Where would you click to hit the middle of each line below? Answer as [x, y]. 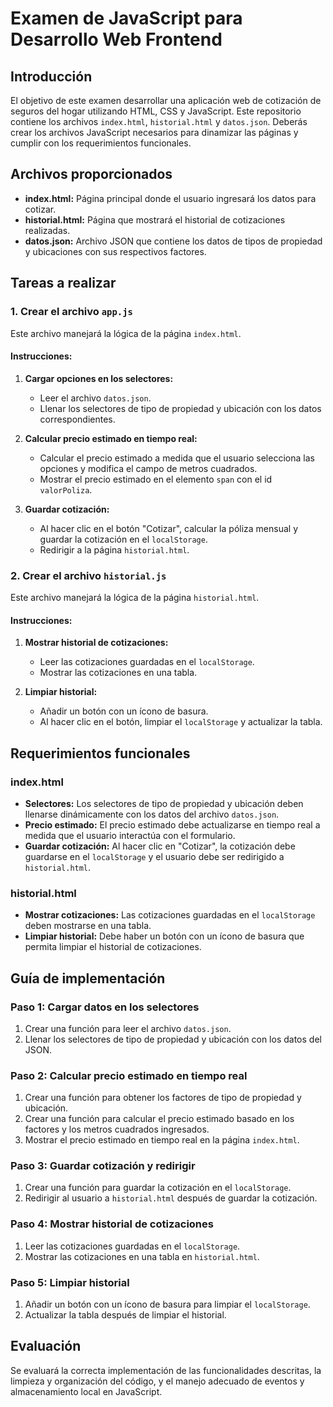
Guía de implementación [88, 978]
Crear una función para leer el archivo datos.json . [128, 1028]
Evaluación [46, 1346]
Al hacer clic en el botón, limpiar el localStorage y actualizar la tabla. [181, 722]
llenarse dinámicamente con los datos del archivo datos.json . [152, 814]
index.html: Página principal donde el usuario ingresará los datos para [170, 198]
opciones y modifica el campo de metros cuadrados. [148, 468]
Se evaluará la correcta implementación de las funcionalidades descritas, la [166, 1370]
